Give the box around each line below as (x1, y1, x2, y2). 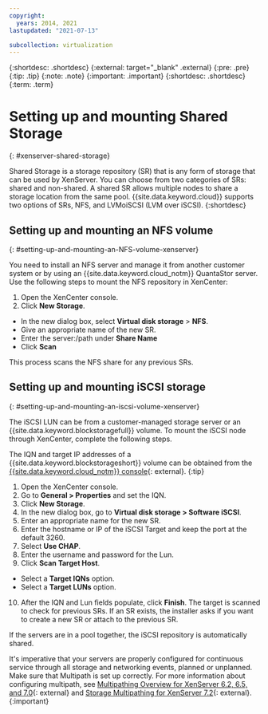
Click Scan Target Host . (20, 558, 100, 567)
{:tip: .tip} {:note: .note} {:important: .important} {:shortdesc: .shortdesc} (9, 71, 246, 81)
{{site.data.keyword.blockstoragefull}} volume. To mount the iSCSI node (9, 425, 246, 435)
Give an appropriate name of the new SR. (20, 325, 156, 334)
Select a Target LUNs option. (20, 582, 116, 591)
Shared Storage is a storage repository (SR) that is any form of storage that (9, 167, 256, 176)
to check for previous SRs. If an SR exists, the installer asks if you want (20, 606, 254, 615)
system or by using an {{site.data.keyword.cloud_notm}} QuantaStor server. (9, 269, 258, 278)
